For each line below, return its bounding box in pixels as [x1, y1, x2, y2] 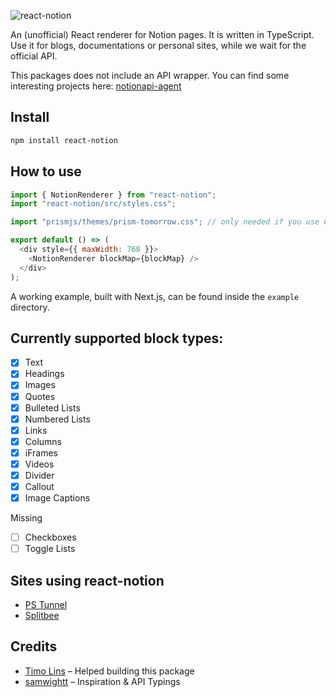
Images [24, 379, 56, 391]
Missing [10, 512, 43, 524]
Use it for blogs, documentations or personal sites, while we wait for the [10, 40, 307, 51]
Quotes [24, 390, 56, 402]
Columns [24, 435, 62, 447]
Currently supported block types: [10, 330, 224, 347]
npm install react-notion [10, 135, 118, 145]
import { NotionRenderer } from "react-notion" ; [10, 190, 217, 200]
